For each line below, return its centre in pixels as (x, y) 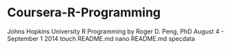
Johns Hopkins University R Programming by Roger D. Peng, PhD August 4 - (115, 31)
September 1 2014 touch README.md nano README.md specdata (101, 38)
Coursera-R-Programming (84, 13)
